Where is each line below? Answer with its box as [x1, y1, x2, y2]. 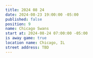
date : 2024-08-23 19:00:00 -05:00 [5, 12, 79, 17]
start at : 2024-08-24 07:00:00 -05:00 [5, 31, 88, 36]
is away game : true [5, 36, 47, 41]
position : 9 [5, 21, 31, 27]
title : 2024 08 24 [5, 7, 44, 13]
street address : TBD [5, 45, 50, 50]
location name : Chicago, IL [5, 40, 65, 45]
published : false [5, 17, 42, 22]
